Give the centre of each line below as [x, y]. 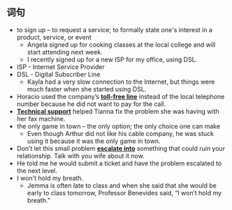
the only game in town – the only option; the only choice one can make [118, 126]
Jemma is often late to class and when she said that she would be [122, 185]
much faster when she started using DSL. [87, 89]
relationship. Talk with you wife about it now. [80, 156]
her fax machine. [41, 119]
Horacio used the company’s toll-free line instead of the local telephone [121, 96]
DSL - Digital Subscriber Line [58, 74]
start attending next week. [65, 52]
